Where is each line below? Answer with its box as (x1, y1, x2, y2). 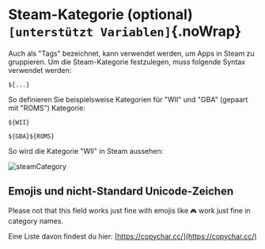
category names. (8, 216, 63, 225)
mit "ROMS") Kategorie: (8, 103, 85, 113)
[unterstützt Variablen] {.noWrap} (8, 22, 242, 40)
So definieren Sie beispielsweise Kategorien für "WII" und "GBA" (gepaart (8, 94, 248, 104)
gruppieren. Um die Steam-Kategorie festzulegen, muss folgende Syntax (8, 57, 246, 67)
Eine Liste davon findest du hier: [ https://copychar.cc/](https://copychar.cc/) (8, 232, 257, 241)
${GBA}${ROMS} (8, 132, 55, 140)
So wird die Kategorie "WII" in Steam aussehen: (8, 146, 164, 155)
